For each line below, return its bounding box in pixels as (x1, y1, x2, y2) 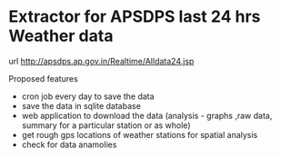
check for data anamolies (21, 139, 117, 150)
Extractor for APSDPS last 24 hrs (8, 6, 261, 27)
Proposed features (8, 73, 78, 83)
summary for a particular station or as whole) (21, 120, 191, 131)
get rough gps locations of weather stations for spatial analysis (21, 129, 258, 140)
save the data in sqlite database (21, 100, 142, 111)
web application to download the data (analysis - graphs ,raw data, (21, 110, 273, 121)
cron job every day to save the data (21, 91, 156, 102)
